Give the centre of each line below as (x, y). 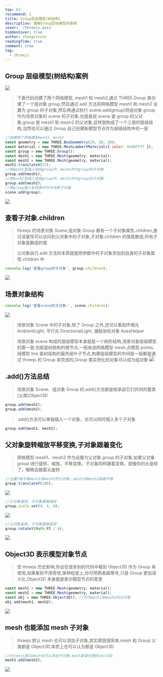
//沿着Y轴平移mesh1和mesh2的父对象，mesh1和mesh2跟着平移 (59, 479)
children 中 (34, 259)
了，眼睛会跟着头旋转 (38, 470)
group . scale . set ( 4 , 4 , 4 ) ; (32, 506)
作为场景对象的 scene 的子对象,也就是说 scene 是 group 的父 (78, 116)
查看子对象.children (35, 218)
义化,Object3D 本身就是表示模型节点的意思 (60, 579)
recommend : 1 (18, 14)
